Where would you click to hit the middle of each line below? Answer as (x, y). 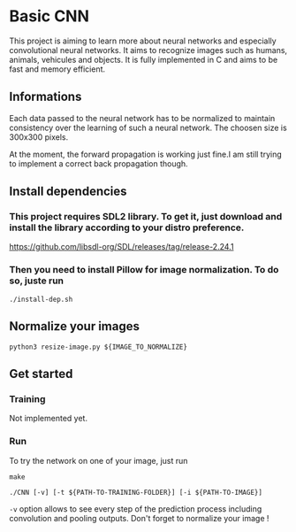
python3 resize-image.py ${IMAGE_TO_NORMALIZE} (99, 347)
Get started (41, 374)
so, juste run (37, 281)
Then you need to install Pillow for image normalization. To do (144, 270)
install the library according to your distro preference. (127, 227)
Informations (46, 97)
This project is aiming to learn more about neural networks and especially (143, 41)
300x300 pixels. (39, 137)
